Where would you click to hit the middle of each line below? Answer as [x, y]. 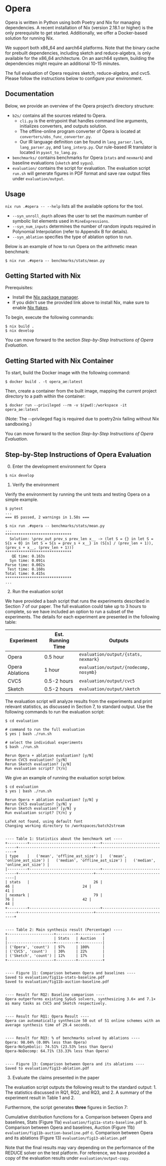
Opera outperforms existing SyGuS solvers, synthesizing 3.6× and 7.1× [80, 999]
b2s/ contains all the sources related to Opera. [59, 115]
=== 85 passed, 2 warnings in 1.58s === [47, 517]
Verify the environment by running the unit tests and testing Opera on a [78, 494]
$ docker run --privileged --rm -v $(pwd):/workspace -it [66, 406]
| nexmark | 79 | [54, 895]
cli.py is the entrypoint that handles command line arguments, [84, 121]
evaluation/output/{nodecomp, [114, 667]
